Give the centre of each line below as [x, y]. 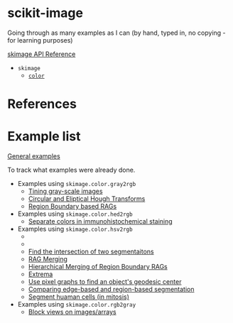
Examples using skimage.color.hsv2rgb [75, 229]
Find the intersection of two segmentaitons [91, 252]
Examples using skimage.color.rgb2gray [77, 305]
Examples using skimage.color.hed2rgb [75, 214]
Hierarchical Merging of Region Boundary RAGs [98, 267]
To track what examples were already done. [71, 170]
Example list [44, 137]
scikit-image [45, 13]
